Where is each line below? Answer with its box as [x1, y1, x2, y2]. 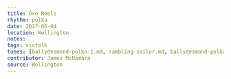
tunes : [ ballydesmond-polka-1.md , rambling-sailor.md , [7, 49, 168, 56]
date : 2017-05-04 [7, 23, 57, 30]
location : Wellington [7, 29, 69, 36]
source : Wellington [7, 61, 63, 68]
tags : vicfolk [7, 42, 48, 49]
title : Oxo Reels [7, 10, 57, 17]
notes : [7, 36, 26, 43]
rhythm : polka [7, 16, 48, 23]
